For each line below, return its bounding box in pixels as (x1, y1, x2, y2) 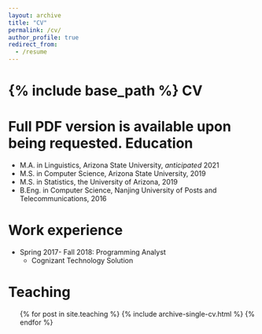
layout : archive (8, 11, 61, 20)
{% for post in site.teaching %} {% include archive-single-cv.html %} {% (19, 310, 256, 318)
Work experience (8, 222, 124, 240)
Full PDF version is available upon (8, 118, 232, 136)
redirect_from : (8, 41, 58, 49)
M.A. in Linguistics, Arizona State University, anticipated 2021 (19, 160, 220, 170)
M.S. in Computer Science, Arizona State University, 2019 (19, 169, 206, 178)
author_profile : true (8, 33, 79, 42)
